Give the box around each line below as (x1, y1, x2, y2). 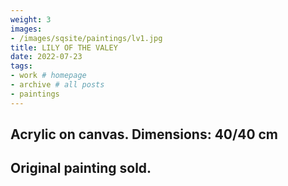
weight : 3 (10, 14, 52, 25)
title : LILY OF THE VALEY (10, 42, 118, 53)
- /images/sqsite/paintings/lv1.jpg (10, 33, 163, 43)
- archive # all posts (10, 80, 105, 90)
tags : (10, 61, 33, 71)
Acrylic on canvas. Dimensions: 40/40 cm (10, 126, 279, 143)
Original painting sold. (10, 160, 152, 177)
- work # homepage (10, 71, 87, 81)
